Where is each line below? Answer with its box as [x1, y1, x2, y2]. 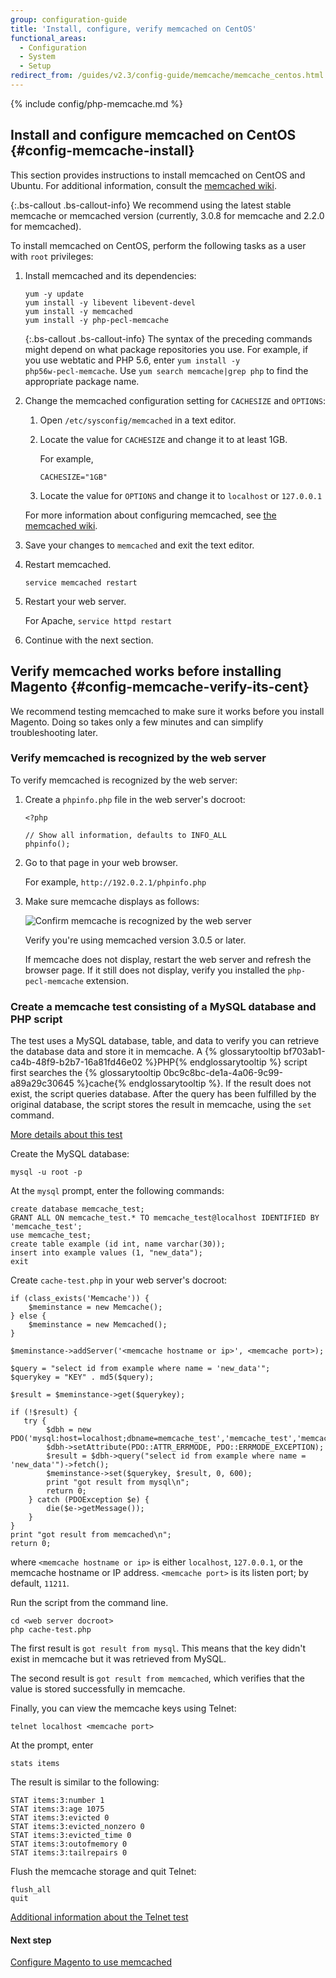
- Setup [19, 61, 52, 71]
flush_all [10, 1885, 52, 1895]
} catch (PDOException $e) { [28, 1495, 150, 1505]
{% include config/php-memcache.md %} [10, 97, 184, 110]
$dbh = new [46, 1425, 92, 1435]
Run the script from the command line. [10, 1597, 169, 1609]
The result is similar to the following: [10, 1776, 160, 1788]
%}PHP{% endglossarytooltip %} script [144, 1056, 308, 1068]
